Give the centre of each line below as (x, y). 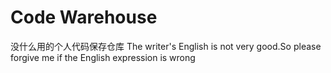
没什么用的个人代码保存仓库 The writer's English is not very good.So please (166, 46)
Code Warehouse (84, 17)
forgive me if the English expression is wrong (103, 57)
